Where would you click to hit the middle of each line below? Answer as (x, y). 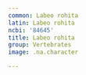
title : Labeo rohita (42, 37)
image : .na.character (43, 52)
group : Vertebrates (40, 45)
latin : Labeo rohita (42, 23)
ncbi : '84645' (31, 30)
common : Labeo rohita (43, 15)
